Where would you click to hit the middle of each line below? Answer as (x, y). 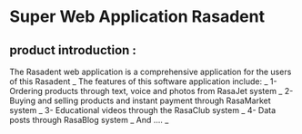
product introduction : (73, 50)
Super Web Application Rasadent (137, 17)
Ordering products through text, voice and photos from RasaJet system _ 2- (151, 91)
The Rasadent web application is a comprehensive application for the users (151, 72)
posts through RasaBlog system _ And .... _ (89, 120)
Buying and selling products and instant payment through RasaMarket (140, 100)
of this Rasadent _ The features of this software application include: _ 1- (143, 81)
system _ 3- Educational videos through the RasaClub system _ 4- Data (143, 110)
